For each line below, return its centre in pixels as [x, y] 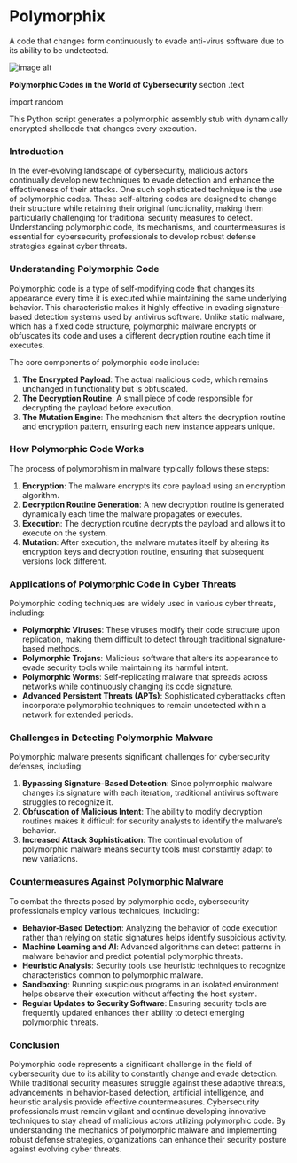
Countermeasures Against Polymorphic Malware [117, 882]
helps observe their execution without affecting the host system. [140, 994]
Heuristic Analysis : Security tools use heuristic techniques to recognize [154, 965]
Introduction [36, 151]
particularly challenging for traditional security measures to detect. [131, 218]
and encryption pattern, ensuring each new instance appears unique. [148, 426]
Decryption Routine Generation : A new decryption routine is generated [153, 504]
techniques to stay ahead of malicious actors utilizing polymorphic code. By [148, 1121]
